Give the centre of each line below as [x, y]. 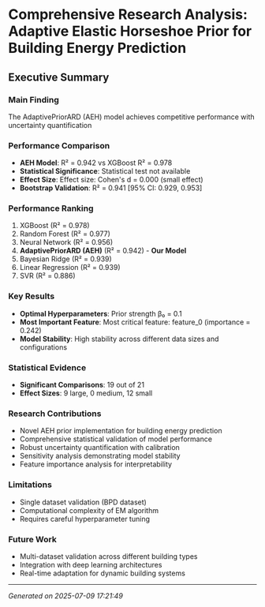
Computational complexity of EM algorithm [89, 510]
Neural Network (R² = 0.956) [66, 242]
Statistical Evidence [47, 367]
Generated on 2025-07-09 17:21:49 [66, 596]
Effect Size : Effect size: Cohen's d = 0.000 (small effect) [111, 180]
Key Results [32, 296]
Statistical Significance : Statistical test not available [105, 171]
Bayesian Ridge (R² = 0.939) [65, 259]
